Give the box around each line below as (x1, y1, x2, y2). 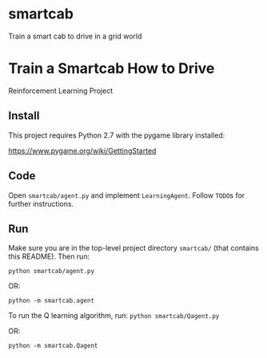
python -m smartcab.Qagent (8, 342, 98, 350)
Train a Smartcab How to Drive (8, 59, 215, 78)
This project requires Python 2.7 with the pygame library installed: (8, 130, 225, 140)
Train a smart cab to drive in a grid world (8, 31, 142, 41)
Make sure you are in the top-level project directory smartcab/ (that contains (8, 243, 260, 253)
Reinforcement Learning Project (8, 86, 114, 95)
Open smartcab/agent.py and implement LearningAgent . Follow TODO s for (8, 190, 245, 200)
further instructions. (8, 199, 74, 208)
